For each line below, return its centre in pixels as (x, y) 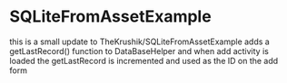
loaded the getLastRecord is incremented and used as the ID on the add (144, 60)
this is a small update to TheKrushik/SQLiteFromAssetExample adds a (139, 41)
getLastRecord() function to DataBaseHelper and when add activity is (139, 51)
